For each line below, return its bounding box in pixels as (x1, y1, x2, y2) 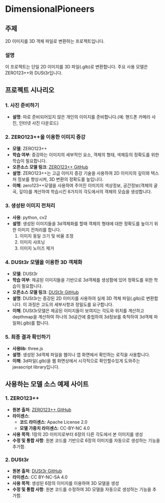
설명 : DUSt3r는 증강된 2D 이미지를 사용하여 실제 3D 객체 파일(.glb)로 (12, 295, 145, 301)
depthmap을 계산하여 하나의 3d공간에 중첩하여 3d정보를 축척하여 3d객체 (12, 314, 153, 319)
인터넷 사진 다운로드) (19, 120, 59, 126)
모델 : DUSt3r (12, 271, 38, 277)
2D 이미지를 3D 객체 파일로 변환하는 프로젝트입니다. (5, 38, 105, 44)
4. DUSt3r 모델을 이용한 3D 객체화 (5, 258, 83, 265)
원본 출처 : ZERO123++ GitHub (12, 407, 71, 412)
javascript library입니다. (12, 364, 60, 370)
